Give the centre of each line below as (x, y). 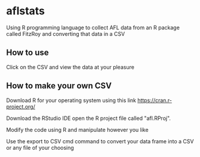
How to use (27, 53)
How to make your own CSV (59, 86)
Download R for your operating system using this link (71, 100)
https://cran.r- (154, 100)
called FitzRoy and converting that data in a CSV (66, 33)
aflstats (26, 11)
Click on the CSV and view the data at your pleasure (70, 67)
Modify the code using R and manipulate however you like (77, 130)
